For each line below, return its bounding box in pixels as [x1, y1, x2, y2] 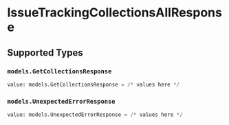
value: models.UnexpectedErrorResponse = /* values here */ [7, 111, 184, 118]
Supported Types [7, 47, 84, 58]
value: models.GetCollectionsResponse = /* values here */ [7, 81, 180, 88]
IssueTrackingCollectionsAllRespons [7, 5, 222, 21]
